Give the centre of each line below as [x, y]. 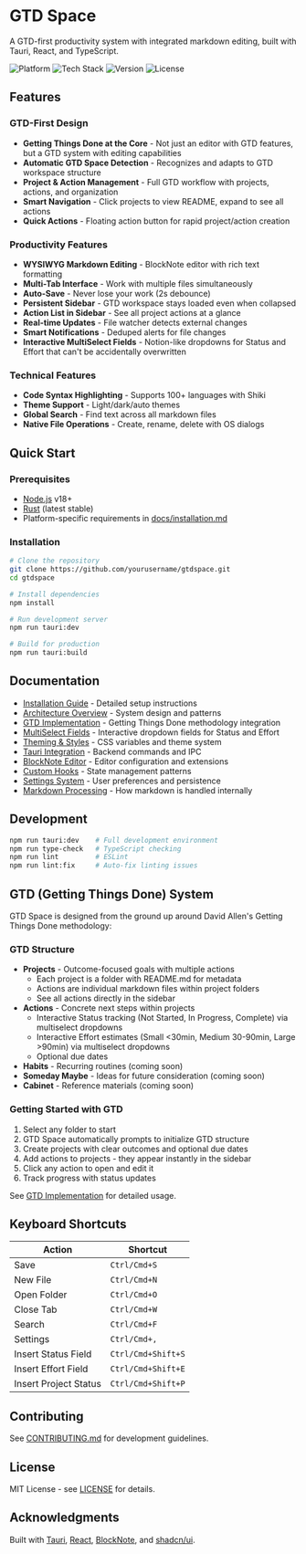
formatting [42, 274]
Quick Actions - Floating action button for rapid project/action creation [156, 221]
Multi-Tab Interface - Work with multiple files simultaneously [137, 283]
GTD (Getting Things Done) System [112, 894]
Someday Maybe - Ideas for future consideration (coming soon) [143, 1076]
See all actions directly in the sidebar [106, 998]
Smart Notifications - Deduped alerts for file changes [124, 332]
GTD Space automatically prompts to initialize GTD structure [136, 1139]
